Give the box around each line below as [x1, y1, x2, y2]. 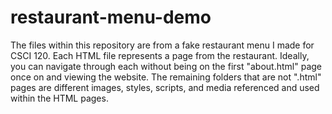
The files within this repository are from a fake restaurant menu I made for [10, 39, 315, 51]
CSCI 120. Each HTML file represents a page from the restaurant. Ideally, [10, 49, 310, 61]
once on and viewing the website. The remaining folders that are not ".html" [10, 71, 322, 83]
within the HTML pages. [10, 92, 109, 104]
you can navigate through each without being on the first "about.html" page [10, 60, 322, 72]
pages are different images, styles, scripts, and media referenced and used [10, 81, 320, 93]
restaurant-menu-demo [10, 6, 212, 29]
